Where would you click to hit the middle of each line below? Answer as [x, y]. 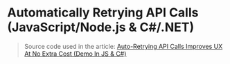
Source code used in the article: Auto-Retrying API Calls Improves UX [123, 46]
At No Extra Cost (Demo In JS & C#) [75, 54]
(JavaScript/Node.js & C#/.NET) [101, 27]
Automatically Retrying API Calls [103, 13]
